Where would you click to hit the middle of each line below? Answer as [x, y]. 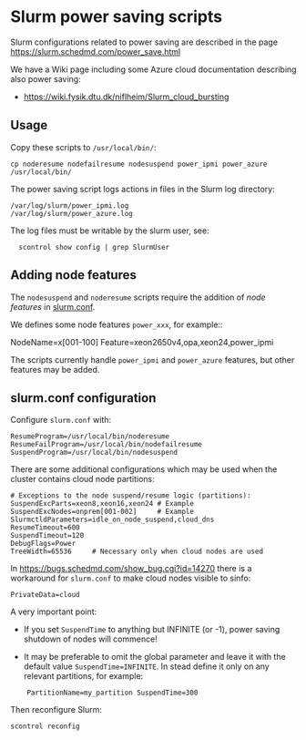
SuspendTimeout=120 [47, 536]
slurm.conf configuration [83, 398]
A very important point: [54, 612]
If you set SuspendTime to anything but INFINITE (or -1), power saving [152, 630]
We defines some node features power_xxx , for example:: [117, 324]
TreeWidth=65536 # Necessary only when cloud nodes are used [137, 552]
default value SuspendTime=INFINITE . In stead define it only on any [146, 666]
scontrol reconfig [45, 726]
